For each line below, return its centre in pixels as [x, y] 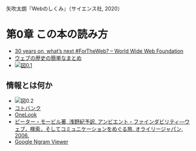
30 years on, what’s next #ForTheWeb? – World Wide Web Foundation [99, 51]
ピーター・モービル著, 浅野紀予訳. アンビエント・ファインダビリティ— [99, 121]
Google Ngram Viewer [41, 142]
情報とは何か [29, 86]
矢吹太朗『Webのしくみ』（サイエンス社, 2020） [65, 8]
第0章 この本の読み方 [57, 35]
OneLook [26, 114]
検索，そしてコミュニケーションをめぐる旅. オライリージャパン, [107, 129]
